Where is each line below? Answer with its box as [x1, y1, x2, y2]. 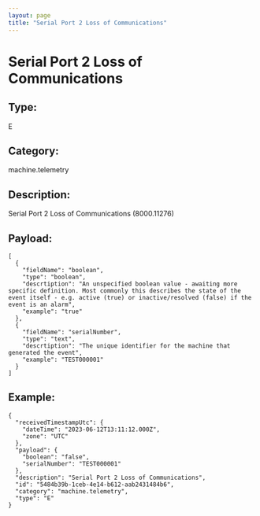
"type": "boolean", [22, 273, 87, 281]
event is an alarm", [8, 300, 76, 308]
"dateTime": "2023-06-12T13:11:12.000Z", [22, 426, 160, 433]
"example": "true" [22, 308, 83, 315]
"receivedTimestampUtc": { [15, 418, 104, 426]
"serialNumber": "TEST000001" [22, 459, 122, 468]
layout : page [8, 11, 51, 20]
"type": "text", [22, 335, 76, 343]
